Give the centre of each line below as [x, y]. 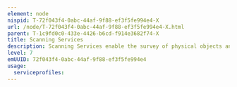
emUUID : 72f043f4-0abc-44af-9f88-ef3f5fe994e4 [77, 60]
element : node [28, 14]
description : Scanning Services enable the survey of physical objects [115, 46]
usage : [17, 66]
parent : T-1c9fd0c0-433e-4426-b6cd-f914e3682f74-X [83, 33]
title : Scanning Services [45, 40]
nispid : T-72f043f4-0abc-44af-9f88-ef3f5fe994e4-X [83, 20]
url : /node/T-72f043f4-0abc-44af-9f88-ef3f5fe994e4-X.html [96, 27]
